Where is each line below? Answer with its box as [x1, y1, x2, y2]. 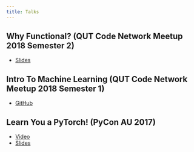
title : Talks [6, 8, 39, 15]
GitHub [15, 100, 33, 107]
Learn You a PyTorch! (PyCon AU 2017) [6, 117, 156, 127]
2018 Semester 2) [6, 40, 75, 51]
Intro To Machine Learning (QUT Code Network [6, 74, 188, 84]
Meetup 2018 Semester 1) [6, 83, 105, 93]
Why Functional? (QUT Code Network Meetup [6, 31, 183, 42]
